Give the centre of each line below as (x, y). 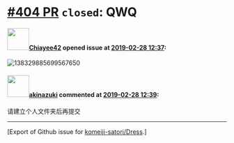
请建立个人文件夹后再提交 (44, 111)
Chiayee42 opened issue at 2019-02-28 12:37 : (98, 47)
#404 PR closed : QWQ (72, 12)
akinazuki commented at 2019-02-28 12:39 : (94, 94)
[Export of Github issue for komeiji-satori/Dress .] (77, 131)
